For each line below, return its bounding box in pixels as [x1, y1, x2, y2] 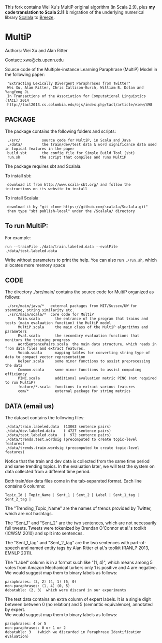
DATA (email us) [5, 402, 54, 410]
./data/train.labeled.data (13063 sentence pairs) [5, 424, 111, 429]
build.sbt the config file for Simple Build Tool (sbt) [7, 150, 135, 155]
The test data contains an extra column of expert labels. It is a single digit [5, 596, 151, 602]
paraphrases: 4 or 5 [5, 621, 47, 626]
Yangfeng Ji [5, 89, 29, 94]
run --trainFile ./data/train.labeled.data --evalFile [5, 244, 118, 249]
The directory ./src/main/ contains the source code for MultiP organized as [5, 289, 154, 295]
